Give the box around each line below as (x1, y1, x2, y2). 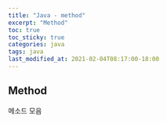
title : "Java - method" (8, 11, 86, 20)
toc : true (8, 26, 41, 34)
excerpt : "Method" (8, 19, 68, 27)
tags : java (8, 48, 44, 56)
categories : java (8, 41, 65, 49)
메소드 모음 (8, 106, 42, 115)
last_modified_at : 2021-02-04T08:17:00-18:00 (8, 56, 159, 63)
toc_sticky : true (8, 33, 65, 42)
